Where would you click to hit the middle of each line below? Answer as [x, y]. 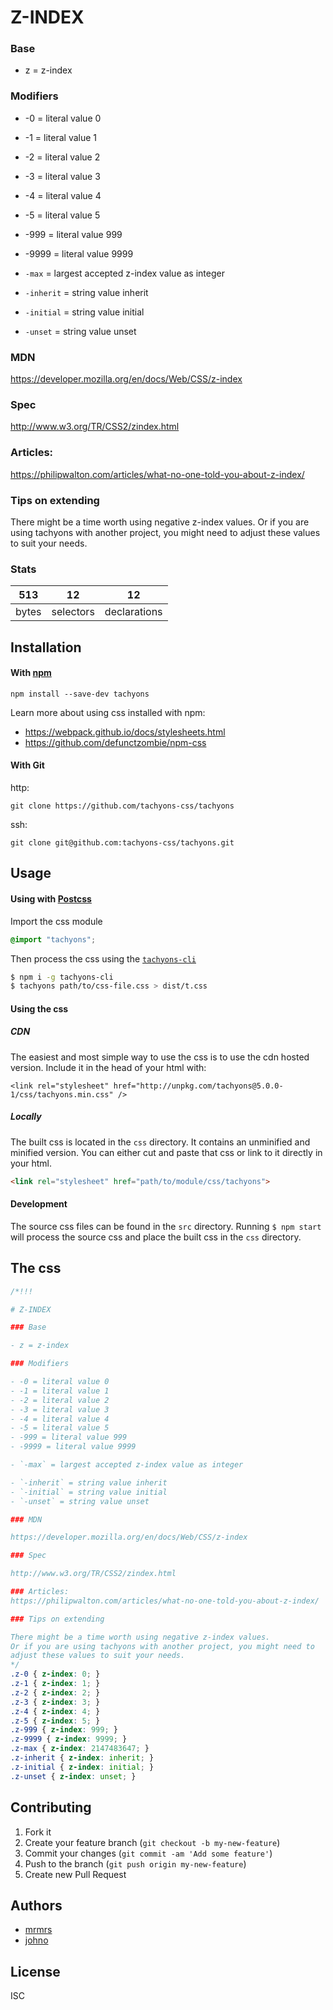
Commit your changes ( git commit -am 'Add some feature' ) [148, 1853]
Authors [36, 1905]
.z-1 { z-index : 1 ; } [55, 1684]
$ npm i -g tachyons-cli [62, 977]
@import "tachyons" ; [53, 939]
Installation [46, 647]
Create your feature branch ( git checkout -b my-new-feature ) [152, 1842]
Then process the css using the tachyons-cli [103, 958]
